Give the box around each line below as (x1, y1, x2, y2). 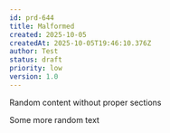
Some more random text (9, 114, 99, 125)
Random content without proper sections (9, 97, 162, 108)
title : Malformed (9, 22, 75, 31)
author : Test (9, 47, 59, 56)
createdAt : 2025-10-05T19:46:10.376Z (9, 38, 152, 48)
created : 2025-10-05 (9, 30, 88, 39)
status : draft (9, 55, 63, 64)
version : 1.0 (9, 72, 59, 81)
